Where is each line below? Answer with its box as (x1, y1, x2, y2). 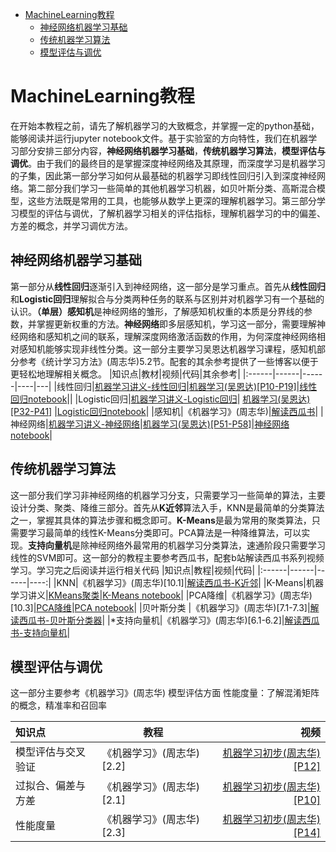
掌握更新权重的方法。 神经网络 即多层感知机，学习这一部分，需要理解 (36, 318, 317, 330)
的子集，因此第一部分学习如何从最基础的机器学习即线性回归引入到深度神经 (10, 169, 317, 182)
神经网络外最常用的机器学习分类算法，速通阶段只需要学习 (88, 539, 326, 551)
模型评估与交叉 (15, 745, 87, 759)
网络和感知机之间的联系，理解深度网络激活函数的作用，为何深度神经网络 (18, 330, 317, 342)
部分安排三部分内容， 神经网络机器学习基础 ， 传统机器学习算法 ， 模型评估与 (18, 144, 326, 157)
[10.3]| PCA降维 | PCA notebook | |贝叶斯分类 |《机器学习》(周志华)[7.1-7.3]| (10, 601, 311, 613)
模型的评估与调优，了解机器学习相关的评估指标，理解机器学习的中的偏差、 (18, 207, 326, 219)
